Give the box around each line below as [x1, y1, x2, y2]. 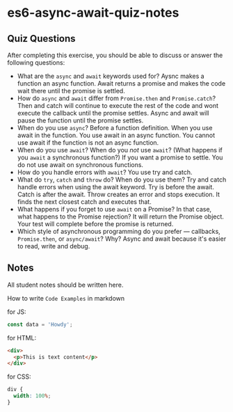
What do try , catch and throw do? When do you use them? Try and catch [17, 175, 227, 184]
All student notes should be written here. [7, 280, 124, 289]
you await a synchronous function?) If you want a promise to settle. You [17, 153, 223, 161]
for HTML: [7, 333, 37, 342]
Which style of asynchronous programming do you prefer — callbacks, [17, 228, 220, 235]
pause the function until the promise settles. [17, 116, 144, 125]
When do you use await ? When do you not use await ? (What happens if [17, 146, 223, 154]
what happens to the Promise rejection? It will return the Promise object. [17, 212, 225, 221]
